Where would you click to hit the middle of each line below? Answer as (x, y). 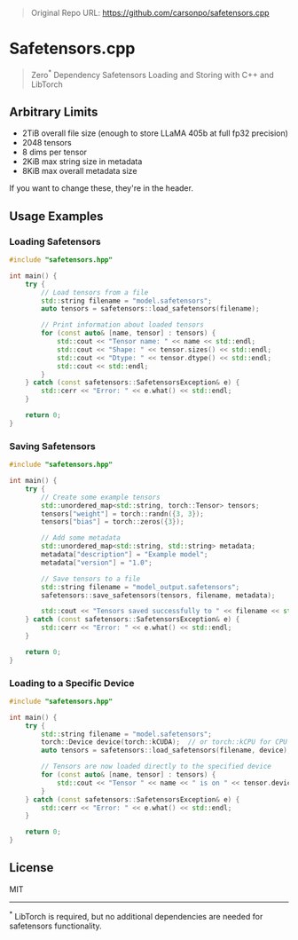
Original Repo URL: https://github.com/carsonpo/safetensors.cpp (150, 13)
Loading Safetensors (55, 241)
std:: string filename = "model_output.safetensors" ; (141, 587)
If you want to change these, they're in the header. (101, 188)
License (31, 868)
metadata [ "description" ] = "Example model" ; (125, 555)
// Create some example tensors (101, 497)
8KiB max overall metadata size (79, 171)
